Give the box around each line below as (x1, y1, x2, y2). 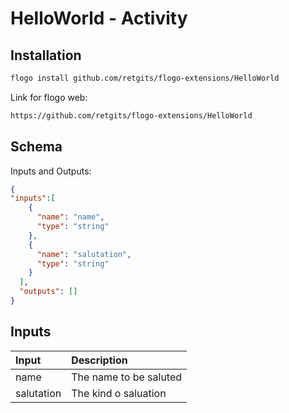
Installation (10, 47, 82, 64)
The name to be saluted (71, 370, 183, 384)
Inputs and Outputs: (10, 165, 92, 177)
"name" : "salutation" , (36, 249, 132, 259)
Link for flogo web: (10, 91, 88, 103)
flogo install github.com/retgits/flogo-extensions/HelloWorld (10, 73, 280, 83)
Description (71, 353, 128, 367)
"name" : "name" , (36, 212, 105, 222)
